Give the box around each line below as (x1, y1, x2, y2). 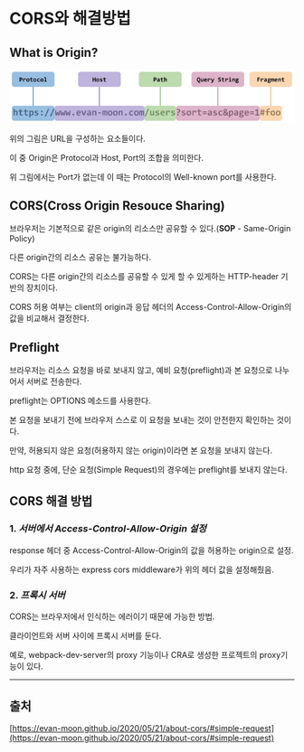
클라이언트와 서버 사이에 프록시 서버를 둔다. (9, 630, 162, 642)
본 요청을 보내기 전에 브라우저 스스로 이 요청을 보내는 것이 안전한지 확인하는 (9, 415, 275, 426)
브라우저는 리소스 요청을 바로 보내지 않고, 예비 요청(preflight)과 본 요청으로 (9, 365, 273, 376)
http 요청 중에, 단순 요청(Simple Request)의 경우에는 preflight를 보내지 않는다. (9, 465, 288, 475)
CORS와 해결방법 (9, 8, 131, 29)
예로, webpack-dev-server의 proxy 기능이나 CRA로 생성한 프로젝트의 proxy (9, 650, 281, 661)
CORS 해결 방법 (9, 493, 93, 509)
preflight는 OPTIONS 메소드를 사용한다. (9, 395, 151, 407)
